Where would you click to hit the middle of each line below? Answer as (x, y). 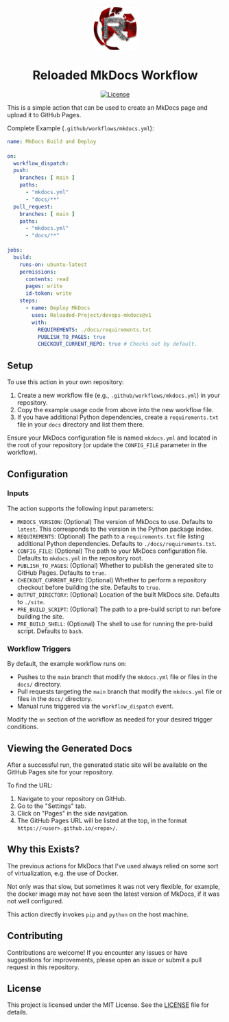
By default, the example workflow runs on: (67, 664)
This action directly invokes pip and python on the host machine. (98, 914)
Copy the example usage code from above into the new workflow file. (115, 410)
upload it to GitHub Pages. (44, 115)
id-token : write (48, 294)
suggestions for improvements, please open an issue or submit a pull (105, 960)
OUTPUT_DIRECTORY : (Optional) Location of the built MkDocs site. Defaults (118, 594)
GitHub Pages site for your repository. (61, 772)
